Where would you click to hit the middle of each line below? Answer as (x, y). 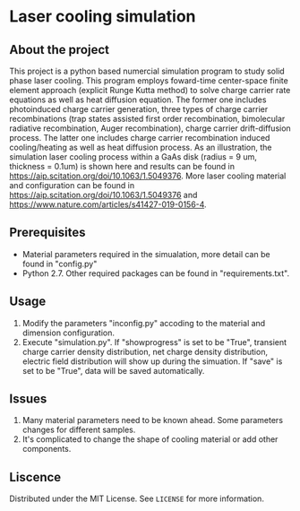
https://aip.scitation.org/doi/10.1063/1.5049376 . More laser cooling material (148, 176)
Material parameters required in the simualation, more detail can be (146, 254)
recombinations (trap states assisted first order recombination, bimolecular (147, 119)
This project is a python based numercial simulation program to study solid (147, 71)
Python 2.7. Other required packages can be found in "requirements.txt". (155, 273)
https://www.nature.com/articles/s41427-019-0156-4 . (108, 204)
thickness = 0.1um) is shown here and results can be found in (122, 166)
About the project (60, 50)
